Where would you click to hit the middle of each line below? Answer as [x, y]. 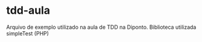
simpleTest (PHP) [28, 33]
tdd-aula [28, 10]
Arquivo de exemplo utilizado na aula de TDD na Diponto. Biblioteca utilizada [101, 27]
